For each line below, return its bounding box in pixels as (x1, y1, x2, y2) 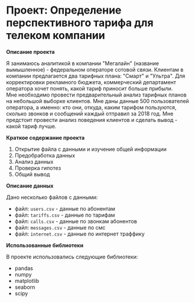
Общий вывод (14, 170, 50, 178)
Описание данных (6, 182, 54, 189)
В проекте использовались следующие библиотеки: (6, 253, 138, 260)
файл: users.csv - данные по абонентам (14, 205, 115, 212)
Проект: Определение (6, 4, 122, 17)
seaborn (14, 283, 35, 291)
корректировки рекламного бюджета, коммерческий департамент (6, 78, 176, 86)
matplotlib (14, 277, 40, 284)
